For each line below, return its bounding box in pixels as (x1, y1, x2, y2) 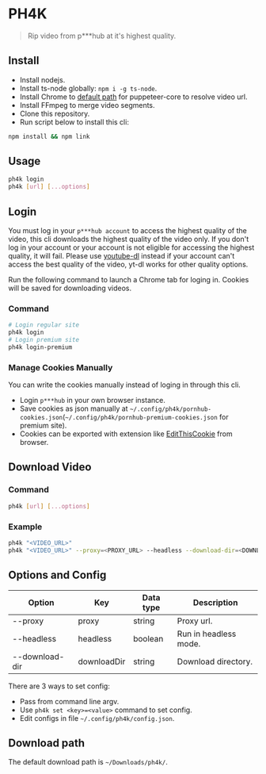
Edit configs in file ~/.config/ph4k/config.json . (19, 713, 175, 722)
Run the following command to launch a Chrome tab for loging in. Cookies (8, 275, 249, 284)
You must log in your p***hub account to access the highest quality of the (8, 226, 247, 235)
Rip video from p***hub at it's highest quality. (27, 31, 177, 40)
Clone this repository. (19, 109, 90, 118)
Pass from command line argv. (19, 696, 120, 706)
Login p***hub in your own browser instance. (19, 396, 166, 405)
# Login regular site (8, 321, 80, 329)
